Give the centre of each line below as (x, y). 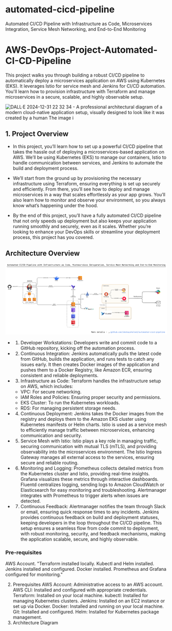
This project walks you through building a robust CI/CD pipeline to (75, 75)
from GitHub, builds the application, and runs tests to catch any (87, 359)
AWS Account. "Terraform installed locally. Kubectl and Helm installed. (80, 564)
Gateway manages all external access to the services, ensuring (87, 457)
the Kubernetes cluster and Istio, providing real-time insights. (85, 474)
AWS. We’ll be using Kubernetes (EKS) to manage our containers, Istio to (90, 157)
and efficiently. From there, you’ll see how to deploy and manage (81, 189)
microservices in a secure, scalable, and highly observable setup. (75, 97)
